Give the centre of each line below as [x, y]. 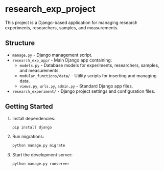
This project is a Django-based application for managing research [71, 22]
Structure [20, 43]
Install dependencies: [34, 118]
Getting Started [29, 107]
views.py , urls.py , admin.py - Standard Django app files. [76, 86]
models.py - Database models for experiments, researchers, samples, [89, 65]
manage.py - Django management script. [52, 55]
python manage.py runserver [41, 164]
